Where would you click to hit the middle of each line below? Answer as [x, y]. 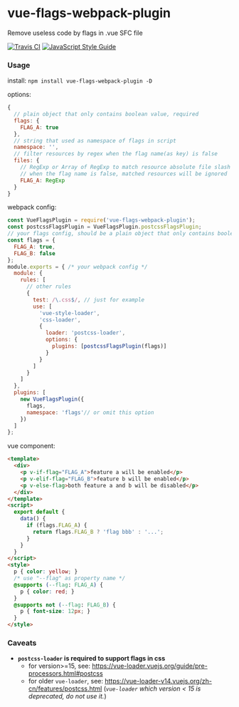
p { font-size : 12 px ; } [55, 611]
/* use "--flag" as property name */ [70, 579]
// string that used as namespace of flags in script [95, 140]
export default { [39, 512]
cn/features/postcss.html [65, 688]
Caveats [22, 643]
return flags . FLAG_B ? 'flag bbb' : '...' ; [98, 532]
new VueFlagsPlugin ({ [52, 399]
